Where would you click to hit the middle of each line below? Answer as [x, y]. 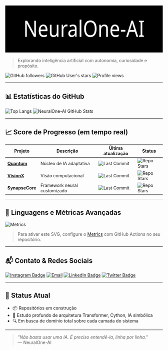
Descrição [67, 151]
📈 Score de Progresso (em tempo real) [67, 132]
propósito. [28, 66]
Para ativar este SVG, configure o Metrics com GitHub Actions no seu [89, 234]
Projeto [22, 151]
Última [116, 148]
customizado [54, 190]
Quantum [17, 163]
